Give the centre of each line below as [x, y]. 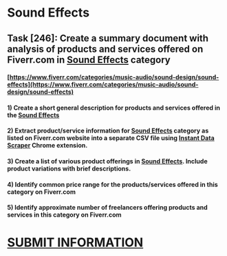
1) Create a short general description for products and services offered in [113, 108]
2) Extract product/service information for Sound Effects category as [108, 131]
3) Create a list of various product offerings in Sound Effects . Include [107, 161]
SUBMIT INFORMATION [75, 243]
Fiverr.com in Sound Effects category [89, 60]
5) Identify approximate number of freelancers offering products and [107, 208]
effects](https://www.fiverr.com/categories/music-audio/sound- [103, 85]
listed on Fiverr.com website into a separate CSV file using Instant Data [111, 138]
